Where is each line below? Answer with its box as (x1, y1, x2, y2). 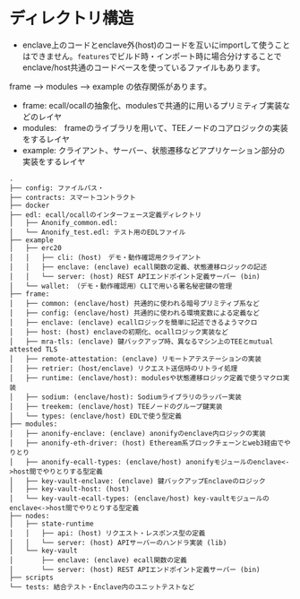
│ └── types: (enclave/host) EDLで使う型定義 (9, 412, 182, 421)
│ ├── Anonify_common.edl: (9, 218, 118, 227)
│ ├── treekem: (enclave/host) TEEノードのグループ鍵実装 (9, 402, 223, 411)
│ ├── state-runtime (9, 519, 94, 528)
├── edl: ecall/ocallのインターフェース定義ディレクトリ (9, 210, 202, 220)
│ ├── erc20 (9, 243, 63, 252)
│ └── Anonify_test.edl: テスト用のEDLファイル (9, 228, 186, 237)
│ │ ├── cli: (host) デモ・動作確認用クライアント (9, 253, 201, 262)
